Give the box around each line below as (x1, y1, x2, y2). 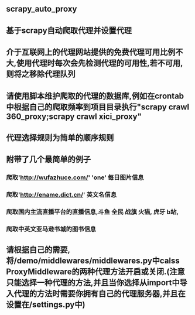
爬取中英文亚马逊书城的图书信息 (6, 225, 97, 233)
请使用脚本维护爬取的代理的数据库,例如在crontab (6, 91, 184, 101)
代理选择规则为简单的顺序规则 (6, 132, 114, 142)
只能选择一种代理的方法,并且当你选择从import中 (6, 278, 180, 288)
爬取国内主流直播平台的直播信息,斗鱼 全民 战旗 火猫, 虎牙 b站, (6, 208, 179, 216)
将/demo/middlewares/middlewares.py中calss (6, 256, 180, 266)
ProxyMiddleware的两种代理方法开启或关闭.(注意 (6, 267, 186, 277)
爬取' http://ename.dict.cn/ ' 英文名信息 (6, 191, 117, 199)
